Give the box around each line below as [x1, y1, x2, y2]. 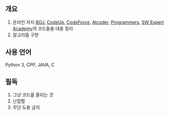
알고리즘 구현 [12, 32, 39, 38]
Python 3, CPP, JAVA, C [5, 62, 55, 68]
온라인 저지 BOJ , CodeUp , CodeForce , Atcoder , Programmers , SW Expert [12, 19, 164, 25]
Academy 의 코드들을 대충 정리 [12, 25, 73, 31]
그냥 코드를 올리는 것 [12, 92, 54, 98]
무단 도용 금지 [12, 104, 40, 110]
